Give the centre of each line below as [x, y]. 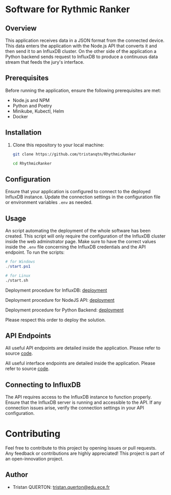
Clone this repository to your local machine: [58, 145]
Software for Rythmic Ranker [68, 9]
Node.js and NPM [31, 100]
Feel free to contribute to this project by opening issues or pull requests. [81, 448]
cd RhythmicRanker [32, 163]
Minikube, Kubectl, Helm [38, 111]
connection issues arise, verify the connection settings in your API [75, 408]
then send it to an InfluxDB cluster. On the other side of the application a [81, 51]
